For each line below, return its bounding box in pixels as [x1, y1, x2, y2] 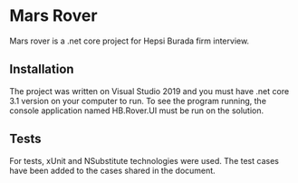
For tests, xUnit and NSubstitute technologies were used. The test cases [9, 155, 279, 166]
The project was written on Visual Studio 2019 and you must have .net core [9, 85, 290, 96]
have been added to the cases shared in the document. [9, 165, 216, 176]
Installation [9, 62, 74, 77]
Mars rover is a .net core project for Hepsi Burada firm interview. [9, 35, 250, 46]
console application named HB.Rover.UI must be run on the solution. [9, 105, 264, 116]
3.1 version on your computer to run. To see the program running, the [9, 95, 267, 106]
